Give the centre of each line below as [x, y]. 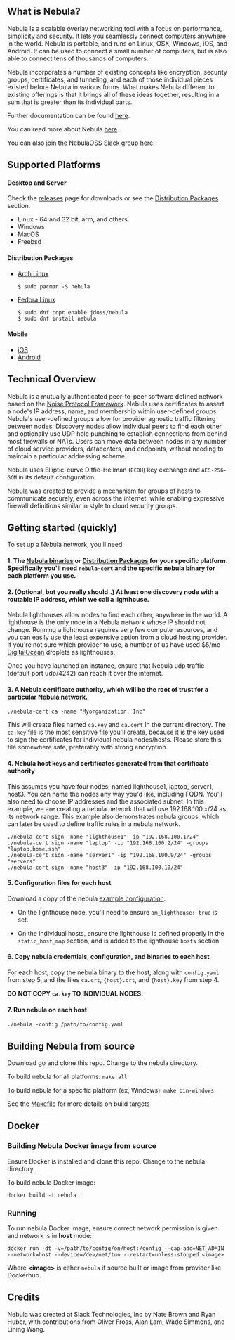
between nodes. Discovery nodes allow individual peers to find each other [115, 426]
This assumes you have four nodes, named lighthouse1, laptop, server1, [110, 786]
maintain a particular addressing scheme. [67, 456]
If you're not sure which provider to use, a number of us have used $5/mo [114, 645]
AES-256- [214, 470]
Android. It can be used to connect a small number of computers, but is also [117, 51]
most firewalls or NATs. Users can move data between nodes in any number [117, 441]
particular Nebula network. [48, 697]
